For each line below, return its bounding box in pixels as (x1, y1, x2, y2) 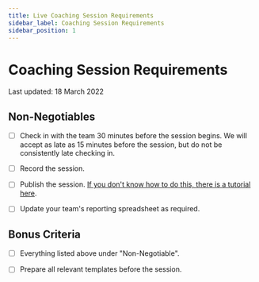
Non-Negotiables (8, 110, 96, 123)
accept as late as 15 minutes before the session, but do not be (19, 140, 223, 149)
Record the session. (19, 164, 86, 173)
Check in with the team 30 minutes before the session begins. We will (19, 131, 248, 141)
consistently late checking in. (19, 149, 116, 158)
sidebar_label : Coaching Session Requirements (8, 19, 165, 27)
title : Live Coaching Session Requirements (8, 11, 154, 20)
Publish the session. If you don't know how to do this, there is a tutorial (19, 180, 251, 189)
